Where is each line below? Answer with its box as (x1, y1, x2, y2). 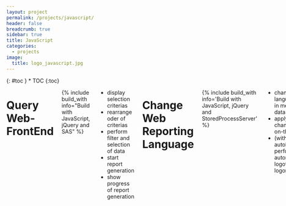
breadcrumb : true (6, 26, 51, 32)
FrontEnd (6, 124, 54, 138)
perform (106, 128, 128, 135)
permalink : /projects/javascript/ (6, 15, 95, 21)
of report (106, 186, 130, 193)
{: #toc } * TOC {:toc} (6, 77, 60, 84)
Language (142, 137, 194, 151)
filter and (106, 134, 130, 141)
